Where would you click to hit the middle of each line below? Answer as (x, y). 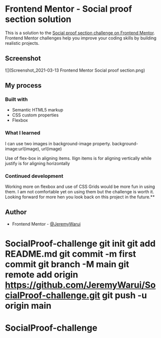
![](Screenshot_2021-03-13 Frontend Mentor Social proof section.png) (75, 70)
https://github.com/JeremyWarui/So (80, 285)
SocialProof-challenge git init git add (80, 244)
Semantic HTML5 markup (38, 110)
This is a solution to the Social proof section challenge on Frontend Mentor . (80, 33)
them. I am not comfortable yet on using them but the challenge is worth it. (80, 192)
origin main (28, 306)
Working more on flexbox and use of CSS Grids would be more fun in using (80, 187)
